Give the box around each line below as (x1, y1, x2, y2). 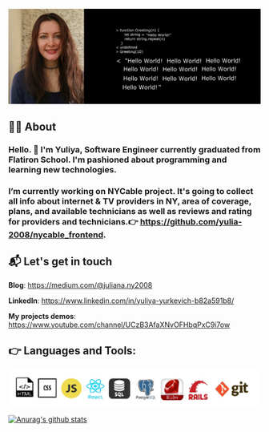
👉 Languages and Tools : (8, 344, 136, 357)
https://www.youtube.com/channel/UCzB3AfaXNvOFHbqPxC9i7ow (8, 320, 231, 329)
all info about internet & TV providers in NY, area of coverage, (8, 196, 252, 207)
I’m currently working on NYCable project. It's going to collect (8, 185, 254, 196)
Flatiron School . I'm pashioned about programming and (8, 154, 227, 165)
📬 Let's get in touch (8, 255, 113, 268)
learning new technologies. (8, 164, 118, 175)
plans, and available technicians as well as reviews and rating (8, 205, 252, 216)
